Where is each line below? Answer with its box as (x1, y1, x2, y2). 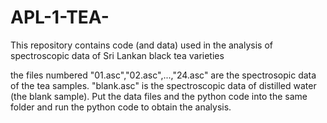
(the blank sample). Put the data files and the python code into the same (10, 90, 308, 102)
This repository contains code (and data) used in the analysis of (10, 39, 273, 51)
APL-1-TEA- (10, 6, 110, 29)
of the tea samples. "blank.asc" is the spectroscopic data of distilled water (10, 79, 317, 91)
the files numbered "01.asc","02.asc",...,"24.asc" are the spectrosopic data (10, 69, 317, 81)
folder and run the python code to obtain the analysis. (10, 101, 232, 113)
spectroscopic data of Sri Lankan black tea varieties (10, 49, 225, 61)
